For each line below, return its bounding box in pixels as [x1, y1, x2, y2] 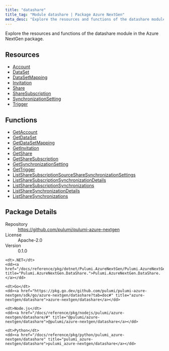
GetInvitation [12, 145, 39, 151]
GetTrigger [12, 166, 35, 172]
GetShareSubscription [12, 156, 59, 161]
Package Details [5, 208, 57, 216]
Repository [5, 221, 28, 227]
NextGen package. [5, 36, 44, 42]
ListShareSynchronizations [12, 193, 68, 199]
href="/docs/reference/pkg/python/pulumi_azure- [21, 332, 125, 337]
